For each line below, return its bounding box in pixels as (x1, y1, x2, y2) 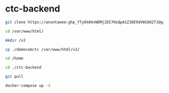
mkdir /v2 (5, 38, 26, 43)
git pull (5, 74, 24, 79)
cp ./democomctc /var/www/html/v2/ (5, 47, 80, 52)
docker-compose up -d (5, 83, 51, 88)
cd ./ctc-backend (5, 65, 42, 70)
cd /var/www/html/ (5, 29, 44, 34)
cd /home (5, 56, 24, 61)
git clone (5, 20, 26, 25)
